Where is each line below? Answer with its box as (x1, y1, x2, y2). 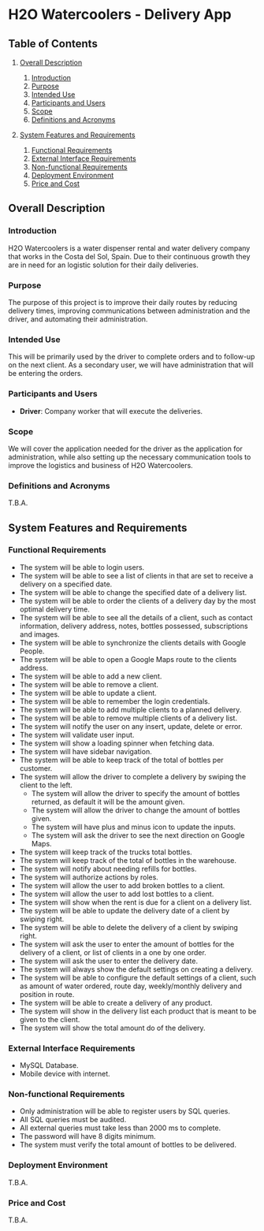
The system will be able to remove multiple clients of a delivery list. (19, 713, 238, 723)
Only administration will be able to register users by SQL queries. (19, 1106, 231, 1116)
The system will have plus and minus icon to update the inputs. (31, 822, 236, 831)
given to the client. (19, 1014, 80, 1024)
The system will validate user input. (19, 730, 135, 739)
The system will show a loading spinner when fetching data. (19, 738, 214, 748)
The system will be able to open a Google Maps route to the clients (19, 654, 237, 664)
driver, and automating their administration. (8, 314, 148, 324)
